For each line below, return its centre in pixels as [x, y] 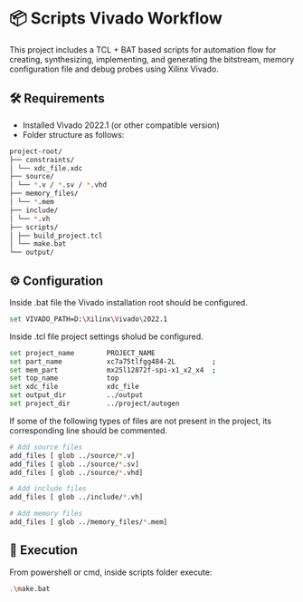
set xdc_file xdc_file [75, 387]
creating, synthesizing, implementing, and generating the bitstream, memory [152, 59]
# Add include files [48, 489]
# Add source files [46, 447]
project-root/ [36, 151]
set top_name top [64, 378]
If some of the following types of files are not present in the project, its [141, 421]
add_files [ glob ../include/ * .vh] [76, 497]
